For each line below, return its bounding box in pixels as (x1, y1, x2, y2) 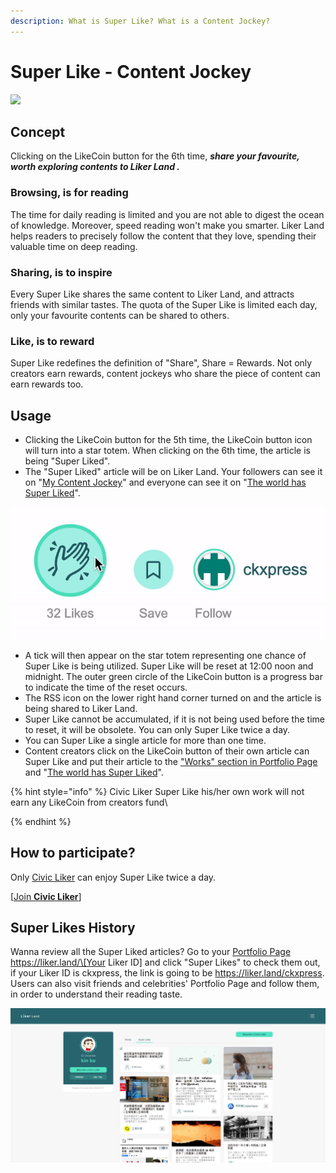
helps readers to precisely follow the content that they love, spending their (10, 230, 317, 242)
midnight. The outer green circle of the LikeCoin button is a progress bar (24, 670, 323, 682)
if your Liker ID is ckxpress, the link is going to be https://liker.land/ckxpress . (10, 967, 325, 979)
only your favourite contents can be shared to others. (10, 309, 230, 321)
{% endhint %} (10, 815, 72, 827)
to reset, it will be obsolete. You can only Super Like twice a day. (24, 723, 291, 735)
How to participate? (10, 845, 136, 862)
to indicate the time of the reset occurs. (24, 681, 188, 693)
